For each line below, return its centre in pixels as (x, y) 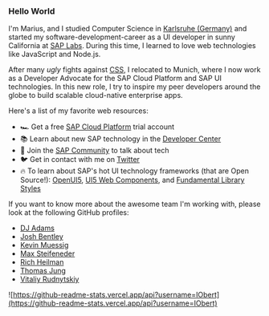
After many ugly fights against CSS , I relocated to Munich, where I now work (134, 70)
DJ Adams (37, 228)
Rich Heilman (42, 262)
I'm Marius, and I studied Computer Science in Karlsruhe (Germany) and (128, 29)
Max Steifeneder (47, 253)
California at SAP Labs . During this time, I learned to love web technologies (132, 46)
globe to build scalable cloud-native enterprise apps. (96, 95)
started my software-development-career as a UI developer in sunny (122, 37)
